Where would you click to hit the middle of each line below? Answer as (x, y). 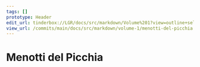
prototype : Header (29, 17)
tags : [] (17, 12)
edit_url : (18, 23)
